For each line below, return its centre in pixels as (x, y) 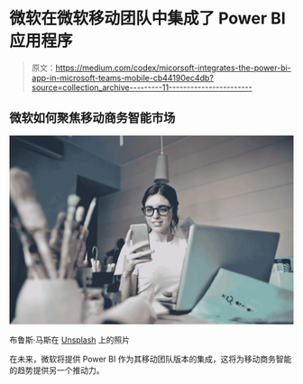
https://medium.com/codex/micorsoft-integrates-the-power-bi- (173, 68)
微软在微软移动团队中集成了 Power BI (147, 18)
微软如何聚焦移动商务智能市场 (92, 118)
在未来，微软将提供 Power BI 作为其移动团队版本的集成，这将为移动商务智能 (151, 359)
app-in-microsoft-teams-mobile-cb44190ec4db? (123, 78)
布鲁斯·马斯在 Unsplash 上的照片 (70, 340)
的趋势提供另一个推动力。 (57, 370)
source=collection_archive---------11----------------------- (142, 87)
